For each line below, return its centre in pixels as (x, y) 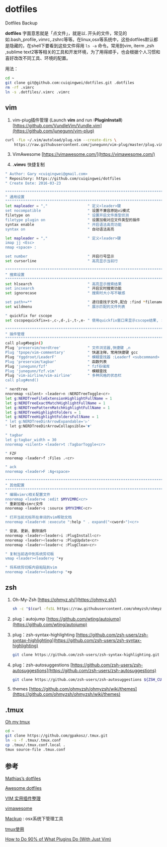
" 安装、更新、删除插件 (26, 531)
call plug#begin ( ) (24, 343)
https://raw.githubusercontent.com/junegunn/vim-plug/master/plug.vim (89, 145)
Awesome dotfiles (23, 788)
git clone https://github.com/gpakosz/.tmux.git (56, 736)
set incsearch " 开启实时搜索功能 (63, 289)
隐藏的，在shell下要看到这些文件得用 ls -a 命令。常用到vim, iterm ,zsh (82, 45)
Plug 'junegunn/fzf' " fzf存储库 (58, 366)
